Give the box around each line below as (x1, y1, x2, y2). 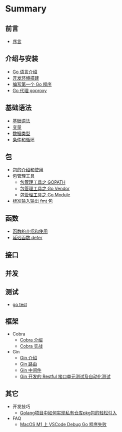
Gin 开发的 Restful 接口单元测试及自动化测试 (19, 373, 111, 379)
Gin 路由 (19, 361, 37, 367)
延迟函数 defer (12, 235, 42, 241)
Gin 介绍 (19, 354, 37, 360)
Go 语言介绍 (12, 69, 37, 75)
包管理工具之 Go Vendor (19, 186, 70, 192)
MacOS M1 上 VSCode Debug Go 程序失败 (19, 421, 107, 427)
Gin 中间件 (19, 367, 41, 373)
